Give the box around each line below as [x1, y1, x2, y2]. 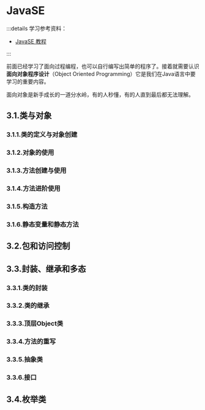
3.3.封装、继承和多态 [6, 264, 86, 274]
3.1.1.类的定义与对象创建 [6, 130, 78, 139]
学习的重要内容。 [6, 78, 50, 85]
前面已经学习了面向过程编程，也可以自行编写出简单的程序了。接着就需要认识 [6, 62, 199, 70]
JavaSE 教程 [15, 37, 47, 45]
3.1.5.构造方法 [6, 202, 48, 211]
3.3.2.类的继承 [6, 301, 50, 310]
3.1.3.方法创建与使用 [6, 166, 67, 175]
